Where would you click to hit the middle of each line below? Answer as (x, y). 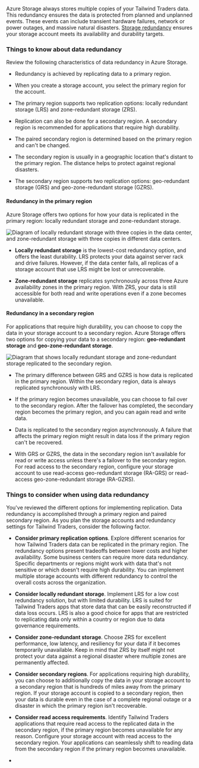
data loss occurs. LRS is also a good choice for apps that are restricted (101, 613)
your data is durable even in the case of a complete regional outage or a (103, 699)
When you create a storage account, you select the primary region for (100, 85)
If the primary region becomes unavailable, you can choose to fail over (101, 399)
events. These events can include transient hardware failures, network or (96, 21)
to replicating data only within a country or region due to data (90, 619)
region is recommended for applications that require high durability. (97, 128)
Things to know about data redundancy (64, 49)
